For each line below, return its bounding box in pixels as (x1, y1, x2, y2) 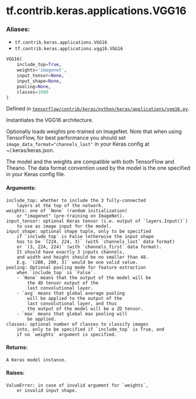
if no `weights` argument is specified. (16, 331, 117, 337)
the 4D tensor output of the (27, 280, 99, 286)
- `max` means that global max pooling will (16, 311, 128, 316)
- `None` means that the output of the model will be (16, 275, 151, 281)
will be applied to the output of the (27, 295, 122, 301)
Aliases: (6, 25, 31, 34)
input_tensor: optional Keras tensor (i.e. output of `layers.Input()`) (6, 218, 188, 224)
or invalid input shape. (16, 388, 78, 394)
